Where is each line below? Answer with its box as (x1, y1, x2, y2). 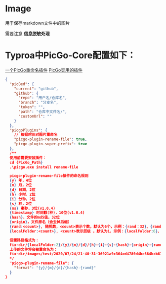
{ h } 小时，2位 (9, 192, 36, 197)
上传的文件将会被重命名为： (9, 247, 58, 252)
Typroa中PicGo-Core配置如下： (5, 50, 136, 61)
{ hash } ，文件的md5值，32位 (9, 215, 60, 220)
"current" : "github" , (14, 86, 58, 91)
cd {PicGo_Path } (9, 160, 43, 165)
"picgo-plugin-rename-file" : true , (14, 137, 87, 142)
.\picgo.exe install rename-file (9, 165, 79, 170)
